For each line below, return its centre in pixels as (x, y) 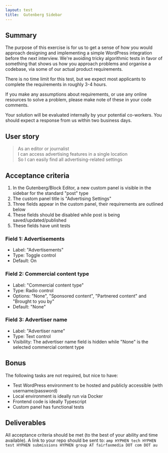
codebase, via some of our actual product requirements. (64, 69)
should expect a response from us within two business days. (69, 121)
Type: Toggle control (34, 256)
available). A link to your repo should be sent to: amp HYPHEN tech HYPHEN (81, 440)
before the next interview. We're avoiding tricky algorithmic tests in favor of (84, 59)
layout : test (19, 10)
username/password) (35, 390)
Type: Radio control (33, 290)
